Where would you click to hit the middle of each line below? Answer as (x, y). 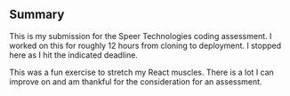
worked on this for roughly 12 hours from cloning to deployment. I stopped (145, 45)
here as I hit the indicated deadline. (73, 55)
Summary (37, 15)
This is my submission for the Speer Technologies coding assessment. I (141, 36)
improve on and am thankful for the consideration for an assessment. (136, 81)
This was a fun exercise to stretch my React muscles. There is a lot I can (141, 72)
